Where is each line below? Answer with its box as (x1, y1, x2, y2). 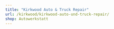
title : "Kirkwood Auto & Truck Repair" (5, 7, 89, 12)
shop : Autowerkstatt (5, 16, 49, 21)
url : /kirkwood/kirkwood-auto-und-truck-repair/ (5, 12, 109, 17)
